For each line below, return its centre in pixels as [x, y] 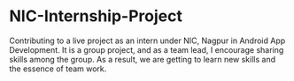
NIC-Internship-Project [96, 16]
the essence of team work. [58, 69]
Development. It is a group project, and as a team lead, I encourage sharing [147, 49]
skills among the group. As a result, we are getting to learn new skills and [143, 59]
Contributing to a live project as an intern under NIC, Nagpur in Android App [147, 40]
